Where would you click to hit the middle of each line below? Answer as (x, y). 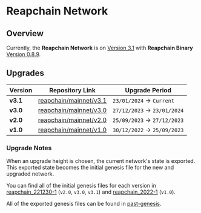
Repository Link (72, 90)
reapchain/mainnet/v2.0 (73, 120)
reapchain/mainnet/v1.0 (73, 130)
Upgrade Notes (29, 148)
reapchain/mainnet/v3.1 (73, 100)
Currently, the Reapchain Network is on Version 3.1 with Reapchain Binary (100, 48)
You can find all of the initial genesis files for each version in (81, 186)
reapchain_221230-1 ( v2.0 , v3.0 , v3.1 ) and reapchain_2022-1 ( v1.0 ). (91, 192)
